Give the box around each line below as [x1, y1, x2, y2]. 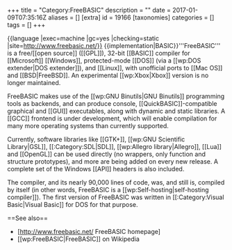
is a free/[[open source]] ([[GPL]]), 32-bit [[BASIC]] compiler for [7, 49, 190, 57]
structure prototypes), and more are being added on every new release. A [7, 157, 219, 166]
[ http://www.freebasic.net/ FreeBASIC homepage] [17, 228, 161, 235]
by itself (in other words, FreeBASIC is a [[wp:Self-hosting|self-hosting [7, 186, 209, 194]
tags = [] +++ [7, 21, 46, 29]
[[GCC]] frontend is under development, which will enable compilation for [7, 114, 217, 123]
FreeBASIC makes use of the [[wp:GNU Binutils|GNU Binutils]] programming [7, 92, 225, 100]
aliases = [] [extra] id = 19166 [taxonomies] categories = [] [48, 13, 215, 22]
